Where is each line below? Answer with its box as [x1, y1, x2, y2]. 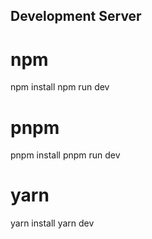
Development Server [10, 8, 142, 25]
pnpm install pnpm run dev [10, 149, 121, 161]
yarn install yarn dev [10, 217, 95, 229]
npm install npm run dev [10, 81, 110, 93]
